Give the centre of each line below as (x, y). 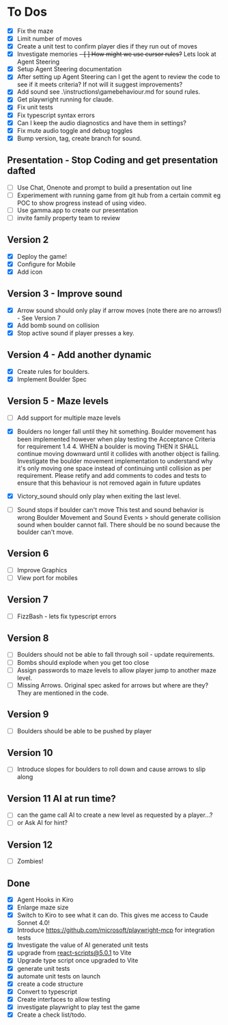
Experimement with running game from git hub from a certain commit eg (119, 195)
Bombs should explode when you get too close (83, 662)
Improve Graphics (42, 570)
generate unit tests (43, 968)
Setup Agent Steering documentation (69, 69)
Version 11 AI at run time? (61, 798)
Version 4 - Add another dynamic (80, 355)
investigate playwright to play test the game (79, 1007)
